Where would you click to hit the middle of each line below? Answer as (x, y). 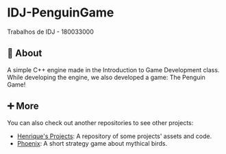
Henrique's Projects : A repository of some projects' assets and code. (114, 136)
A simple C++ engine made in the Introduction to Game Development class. (113, 69)
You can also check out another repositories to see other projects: (100, 122)
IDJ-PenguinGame (61, 13)
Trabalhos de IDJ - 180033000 (50, 32)
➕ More (23, 106)
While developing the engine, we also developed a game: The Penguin (106, 77)
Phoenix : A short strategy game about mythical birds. (92, 143)
